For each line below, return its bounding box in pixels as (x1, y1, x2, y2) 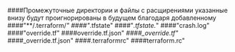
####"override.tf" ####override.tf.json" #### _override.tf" (7, 28, 179, 37)
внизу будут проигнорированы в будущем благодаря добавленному (7, 14, 216, 22)
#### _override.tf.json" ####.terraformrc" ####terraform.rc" (7, 36, 186, 45)
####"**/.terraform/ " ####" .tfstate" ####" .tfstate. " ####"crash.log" (7, 21, 210, 29)
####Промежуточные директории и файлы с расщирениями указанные (7, 6, 229, 14)
